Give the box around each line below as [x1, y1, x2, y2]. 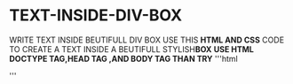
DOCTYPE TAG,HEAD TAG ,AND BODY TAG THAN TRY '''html [9, 53, 238, 64]
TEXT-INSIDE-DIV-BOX [9, 5, 183, 26]
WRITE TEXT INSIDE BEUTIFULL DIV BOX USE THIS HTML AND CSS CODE [9, 34, 285, 45]
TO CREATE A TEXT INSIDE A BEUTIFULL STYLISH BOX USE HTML [9, 43, 255, 54]
